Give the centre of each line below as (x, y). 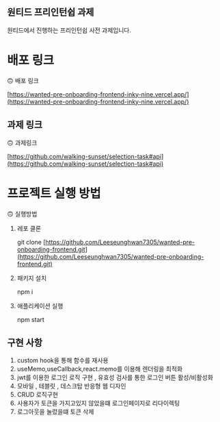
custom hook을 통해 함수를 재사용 (63, 360)
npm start (30, 319)
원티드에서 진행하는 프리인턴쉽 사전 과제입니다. (69, 30)
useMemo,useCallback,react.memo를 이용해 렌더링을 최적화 (100, 369)
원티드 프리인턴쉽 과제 (51, 12)
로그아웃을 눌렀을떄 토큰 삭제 (55, 412)
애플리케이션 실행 (40, 306)
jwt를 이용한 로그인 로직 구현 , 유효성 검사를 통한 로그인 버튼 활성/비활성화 (115, 377)
